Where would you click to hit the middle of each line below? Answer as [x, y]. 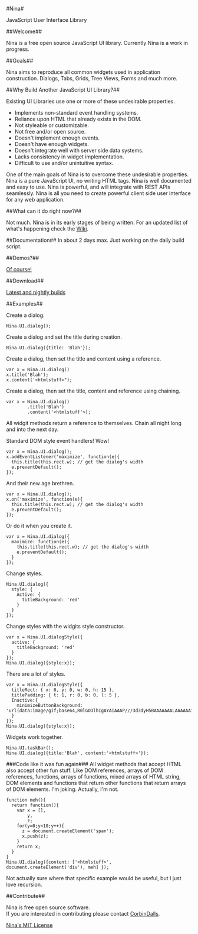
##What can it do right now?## [44, 211]
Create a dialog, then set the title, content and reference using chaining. [93, 391]
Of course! [19, 269]
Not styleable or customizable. [52, 125]
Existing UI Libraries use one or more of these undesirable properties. [91, 101]
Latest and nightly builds [36, 292]
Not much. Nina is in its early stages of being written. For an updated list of [97, 222]
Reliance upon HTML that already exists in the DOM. [78, 119]
